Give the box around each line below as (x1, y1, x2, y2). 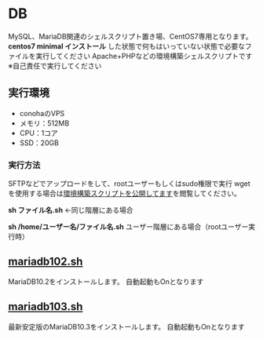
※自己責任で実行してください (8, 60, 102, 71)
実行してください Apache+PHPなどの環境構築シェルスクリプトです (35, 51, 253, 60)
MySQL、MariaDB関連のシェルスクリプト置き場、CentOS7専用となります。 (8, 31, 253, 41)
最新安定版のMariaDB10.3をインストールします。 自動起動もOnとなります (8, 322, 245, 331)
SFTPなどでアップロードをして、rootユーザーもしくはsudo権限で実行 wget (8, 179, 251, 188)
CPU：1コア (19, 128, 59, 137)
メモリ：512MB (19, 118, 70, 128)
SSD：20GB (19, 138, 59, 148)
